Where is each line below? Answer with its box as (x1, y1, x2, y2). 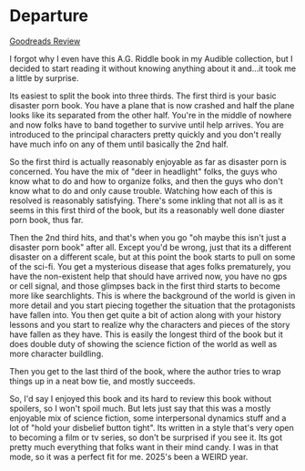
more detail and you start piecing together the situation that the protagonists (9, 300, 296, 311)
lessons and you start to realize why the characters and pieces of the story (9, 319, 290, 330)
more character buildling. (9, 348, 104, 359)
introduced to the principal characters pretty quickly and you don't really (9, 128, 282, 139)
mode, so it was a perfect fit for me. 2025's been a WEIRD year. (9, 451, 249, 462)
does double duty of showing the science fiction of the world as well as (9, 338, 278, 349)
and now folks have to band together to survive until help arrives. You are (9, 119, 285, 130)
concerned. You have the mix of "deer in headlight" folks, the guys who (9, 166, 278, 177)
